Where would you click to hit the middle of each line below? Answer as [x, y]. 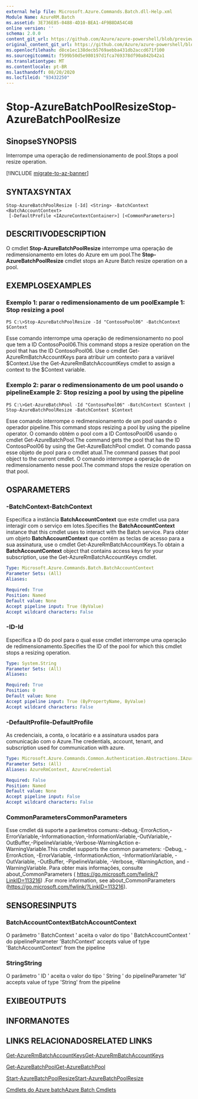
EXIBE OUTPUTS [36, 1001]
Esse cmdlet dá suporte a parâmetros [52, 830]
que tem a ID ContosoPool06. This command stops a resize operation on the [98, 344]
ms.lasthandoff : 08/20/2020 [41, 72]
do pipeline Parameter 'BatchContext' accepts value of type [78, 941]
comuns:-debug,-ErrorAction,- [135, 830]
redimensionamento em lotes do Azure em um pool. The [74, 254]
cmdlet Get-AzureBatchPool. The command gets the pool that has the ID [93, 440]
